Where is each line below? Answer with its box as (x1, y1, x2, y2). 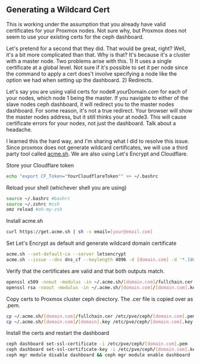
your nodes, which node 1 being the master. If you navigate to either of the (6, 94, 189, 101)
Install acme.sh (6, 217, 43, 225)
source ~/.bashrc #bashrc (6, 195, 70, 201)
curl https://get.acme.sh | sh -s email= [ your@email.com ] (6, 229, 153, 235)
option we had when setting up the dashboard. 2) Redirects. (6, 76, 154, 83)
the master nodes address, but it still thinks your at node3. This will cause (6, 113, 186, 120)
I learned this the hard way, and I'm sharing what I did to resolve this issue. (6, 137, 189, 145)
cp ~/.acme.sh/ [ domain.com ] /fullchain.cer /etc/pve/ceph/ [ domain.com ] (6, 313, 185, 319)
